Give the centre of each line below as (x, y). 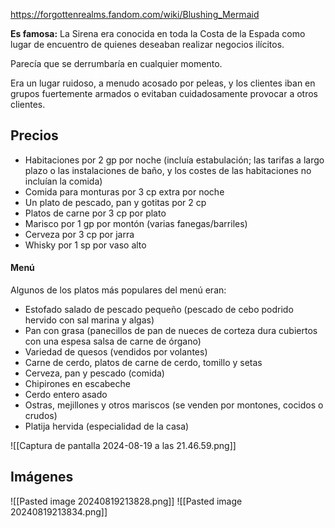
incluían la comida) (63, 181)
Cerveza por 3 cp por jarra (79, 234)
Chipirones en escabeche (77, 384)
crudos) (41, 416)
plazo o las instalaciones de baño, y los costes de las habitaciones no (168, 170)
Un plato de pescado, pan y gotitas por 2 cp (115, 202)
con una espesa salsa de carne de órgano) (113, 341)
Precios (34, 135)
